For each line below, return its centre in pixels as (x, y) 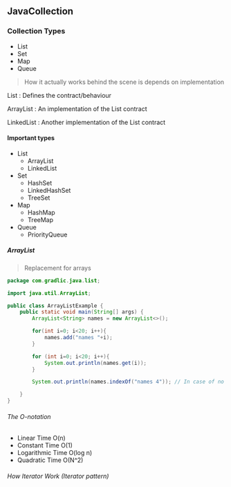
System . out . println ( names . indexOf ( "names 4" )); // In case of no (128, 382)
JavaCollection (40, 11)
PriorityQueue (47, 234)
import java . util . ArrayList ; (49, 293)
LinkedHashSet (49, 190)
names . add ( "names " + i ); (78, 338)
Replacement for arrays (57, 268)
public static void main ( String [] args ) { (82, 312)
